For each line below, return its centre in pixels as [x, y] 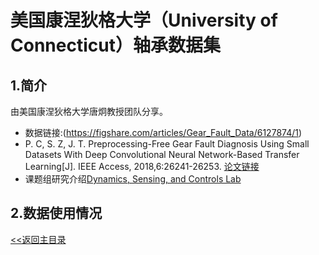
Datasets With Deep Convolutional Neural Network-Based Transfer [162, 154]
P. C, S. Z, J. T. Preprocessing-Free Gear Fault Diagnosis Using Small [167, 144]
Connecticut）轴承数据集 [115, 45]
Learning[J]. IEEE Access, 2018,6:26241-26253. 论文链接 [142, 166]
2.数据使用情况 [56, 213]
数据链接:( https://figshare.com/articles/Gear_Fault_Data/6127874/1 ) [163, 132]
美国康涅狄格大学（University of [144, 20]
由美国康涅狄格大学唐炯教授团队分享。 [89, 111]
